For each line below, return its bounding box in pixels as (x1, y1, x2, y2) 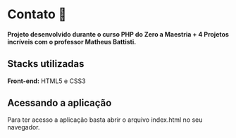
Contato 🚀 (7, 6, 67, 23)
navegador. (7, 123, 40, 132)
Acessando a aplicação (7, 96, 112, 108)
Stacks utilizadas (7, 58, 85, 70)
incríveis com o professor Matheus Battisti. (7, 37, 137, 46)
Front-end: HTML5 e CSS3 (7, 77, 86, 85)
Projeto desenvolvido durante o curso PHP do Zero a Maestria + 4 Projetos (7, 30, 229, 38)
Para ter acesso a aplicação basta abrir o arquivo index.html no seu (7, 115, 203, 124)
